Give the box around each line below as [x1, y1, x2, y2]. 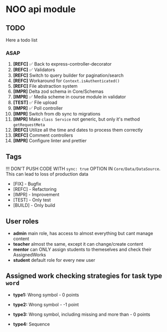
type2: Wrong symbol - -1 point [13, 301, 79, 307]
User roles [6, 217, 39, 226]
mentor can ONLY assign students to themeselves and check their [13, 246, 152, 252]
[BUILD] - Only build [13, 202, 55, 208]
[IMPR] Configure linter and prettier [13, 138, 87, 144]
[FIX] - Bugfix [13, 181, 42, 187]
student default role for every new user [13, 257, 95, 263]
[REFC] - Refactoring [13, 186, 57, 192]
